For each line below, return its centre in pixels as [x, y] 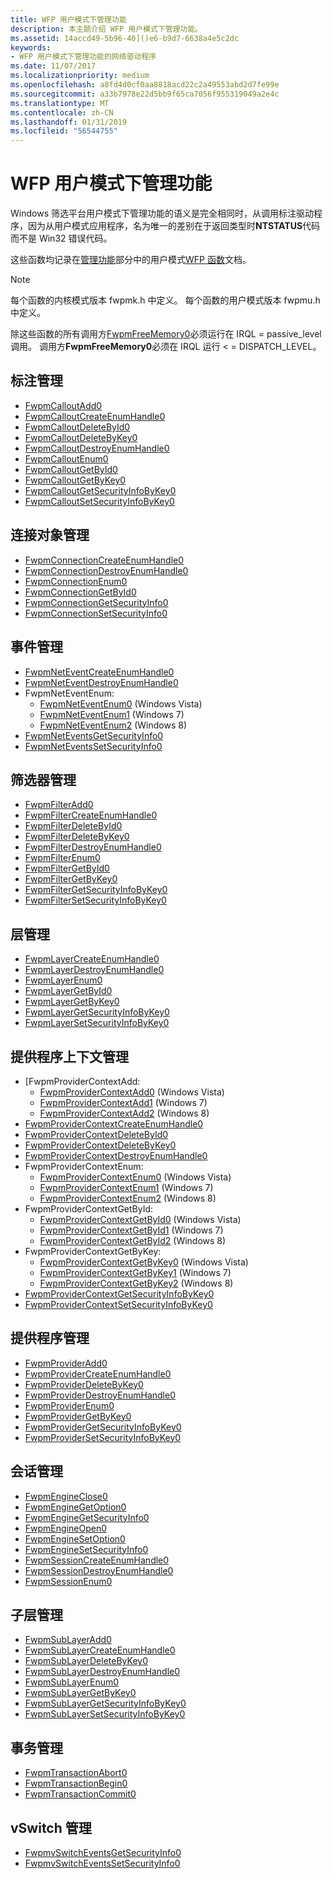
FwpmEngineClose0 [66, 1496]
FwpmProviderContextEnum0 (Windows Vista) [135, 1177]
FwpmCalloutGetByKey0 [75, 480]
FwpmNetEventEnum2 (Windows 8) [113, 725]
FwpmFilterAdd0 [59, 805]
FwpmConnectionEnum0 [76, 581]
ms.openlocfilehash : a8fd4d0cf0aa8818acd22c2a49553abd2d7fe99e [145, 85]
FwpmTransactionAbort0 [76, 1773]
